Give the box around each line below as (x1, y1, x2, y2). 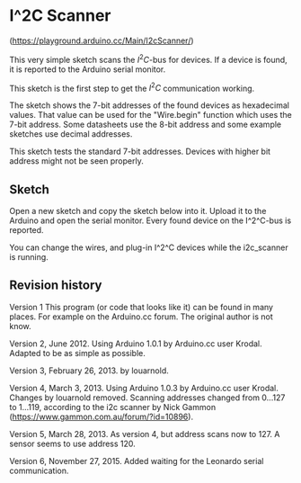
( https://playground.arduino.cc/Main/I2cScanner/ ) (9, 35, 195, 46)
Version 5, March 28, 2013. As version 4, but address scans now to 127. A (9, 428, 280, 439)
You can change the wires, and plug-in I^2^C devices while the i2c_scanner (9, 242, 289, 253)
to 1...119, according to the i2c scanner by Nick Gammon (9, 401, 217, 412)
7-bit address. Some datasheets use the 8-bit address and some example (9, 119, 282, 130)
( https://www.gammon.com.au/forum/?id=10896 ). (9, 411, 194, 422)
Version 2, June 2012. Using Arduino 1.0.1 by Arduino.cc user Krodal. (9, 338, 262, 349)
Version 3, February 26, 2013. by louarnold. (9, 365, 169, 376)
